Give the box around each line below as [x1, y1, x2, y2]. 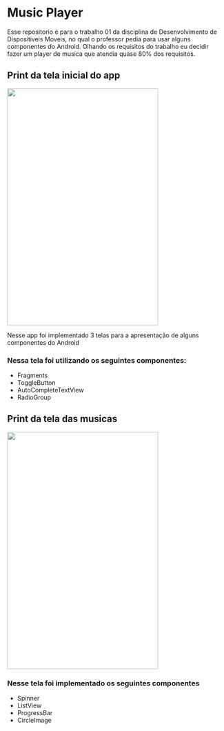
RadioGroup [17, 393, 52, 401]
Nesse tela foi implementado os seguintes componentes [7, 678, 200, 688]
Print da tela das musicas [7, 413, 118, 425]
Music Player [7, 5, 83, 21]
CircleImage [17, 716, 52, 725]
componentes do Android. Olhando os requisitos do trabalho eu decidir [7, 42, 209, 50]
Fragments [17, 371, 48, 380]
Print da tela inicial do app [7, 70, 121, 81]
